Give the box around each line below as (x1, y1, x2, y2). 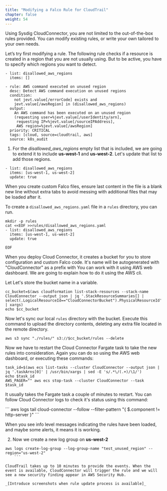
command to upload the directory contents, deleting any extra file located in (5, 321, 161, 327)
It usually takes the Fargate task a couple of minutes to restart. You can (5, 391, 152, 397)
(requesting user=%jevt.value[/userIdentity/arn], (14, 115, 122, 120)
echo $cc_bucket (5, 307, 39, 312)
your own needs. (5, 41, 40, 47)
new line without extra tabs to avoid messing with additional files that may (5, 189, 157, 195)
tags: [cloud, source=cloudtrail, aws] (9, 132, 93, 138)
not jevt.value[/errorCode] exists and (14, 97, 97, 103)
